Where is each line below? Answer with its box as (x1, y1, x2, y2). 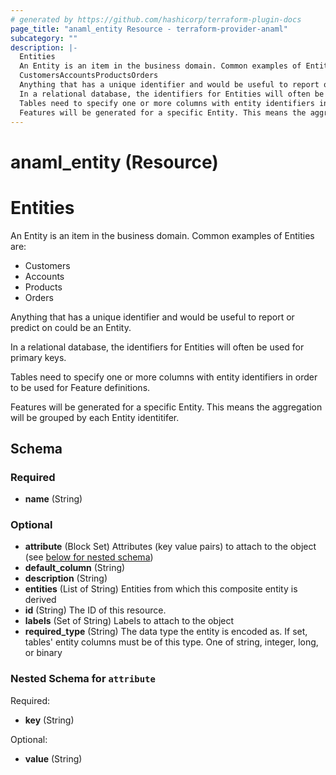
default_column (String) (24, 562, 126, 574)
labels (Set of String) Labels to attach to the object (24, 615, 235, 627)
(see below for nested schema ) (24, 551, 154, 563)
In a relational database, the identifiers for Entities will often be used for (10, 341, 305, 353)
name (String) (24, 493, 83, 505)
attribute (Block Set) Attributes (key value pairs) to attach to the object (24, 541, 317, 553)
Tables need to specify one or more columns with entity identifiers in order (10, 371, 318, 383)
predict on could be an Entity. (10, 321, 132, 333)
